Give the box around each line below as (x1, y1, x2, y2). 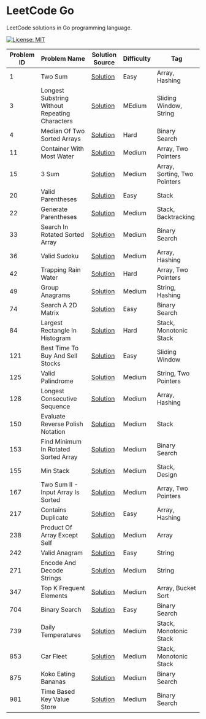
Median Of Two (40, 126, 85, 135)
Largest (40, 318, 63, 327)
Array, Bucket (156, 583, 196, 592)
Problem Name (40, 54, 85, 63)
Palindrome (40, 377, 74, 385)
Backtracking (156, 212, 195, 221)
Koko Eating (40, 669, 75, 678)
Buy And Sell (40, 351, 78, 359)
